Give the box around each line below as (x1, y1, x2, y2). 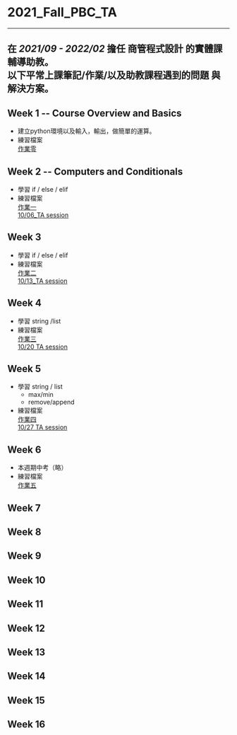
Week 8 (7, 526, 42, 538)
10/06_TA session (17, 210, 69, 219)
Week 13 (7, 646, 46, 658)
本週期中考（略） (17, 463, 68, 472)
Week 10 (7, 574, 46, 586)
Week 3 (7, 231, 42, 243)
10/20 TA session (17, 342, 68, 351)
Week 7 (7, 502, 41, 514)
